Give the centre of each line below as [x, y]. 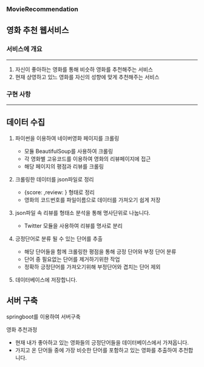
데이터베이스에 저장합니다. [46, 279]
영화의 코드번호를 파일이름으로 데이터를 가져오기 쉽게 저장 [92, 200]
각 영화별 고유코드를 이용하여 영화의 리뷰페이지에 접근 [87, 159]
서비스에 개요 [24, 49]
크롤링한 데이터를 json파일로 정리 [54, 179]
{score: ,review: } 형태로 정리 [59, 192]
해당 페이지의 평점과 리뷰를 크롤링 [64, 166]
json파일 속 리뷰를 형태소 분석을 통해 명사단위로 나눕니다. [83, 212]
